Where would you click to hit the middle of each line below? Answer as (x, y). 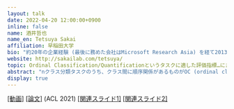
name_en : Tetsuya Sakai (42, 40)
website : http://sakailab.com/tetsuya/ (65, 59)
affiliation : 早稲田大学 (41, 46)
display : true (28, 78)
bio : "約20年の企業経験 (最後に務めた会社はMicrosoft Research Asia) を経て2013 (117, 53)
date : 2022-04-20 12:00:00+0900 (54, 20)
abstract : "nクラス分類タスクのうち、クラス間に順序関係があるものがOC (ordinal (113, 72)
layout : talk (26, 14)
